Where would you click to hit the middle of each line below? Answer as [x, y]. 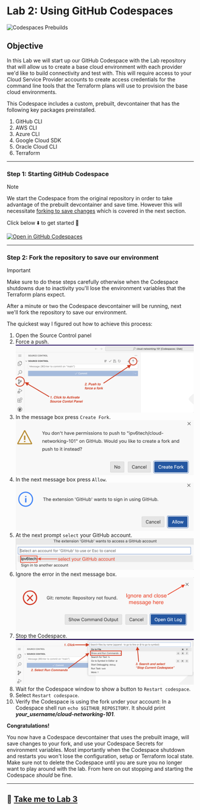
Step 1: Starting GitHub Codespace [58, 174]
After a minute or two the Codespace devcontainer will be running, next [94, 306]
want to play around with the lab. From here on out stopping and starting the [100, 768]
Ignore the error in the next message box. [66, 574]
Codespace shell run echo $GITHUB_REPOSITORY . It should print [90, 708]
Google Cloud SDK [38, 140]
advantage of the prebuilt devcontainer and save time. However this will [95, 205]
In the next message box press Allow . [61, 479]
